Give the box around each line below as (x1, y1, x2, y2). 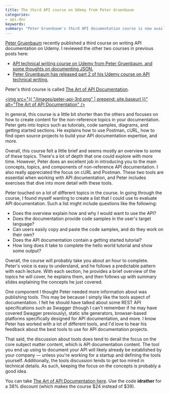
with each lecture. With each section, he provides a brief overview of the (5, 268, 156, 274)
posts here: (5, 51, 29, 57)
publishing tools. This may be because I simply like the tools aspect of (5, 294, 150, 300)
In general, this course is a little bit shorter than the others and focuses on (5, 111, 158, 118)
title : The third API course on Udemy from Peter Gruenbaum (5, 7, 134, 13)
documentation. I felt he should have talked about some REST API (5, 300, 141, 306)
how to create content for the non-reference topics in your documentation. (5, 117, 160, 123)
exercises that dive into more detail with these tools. (5, 180, 113, 186)
